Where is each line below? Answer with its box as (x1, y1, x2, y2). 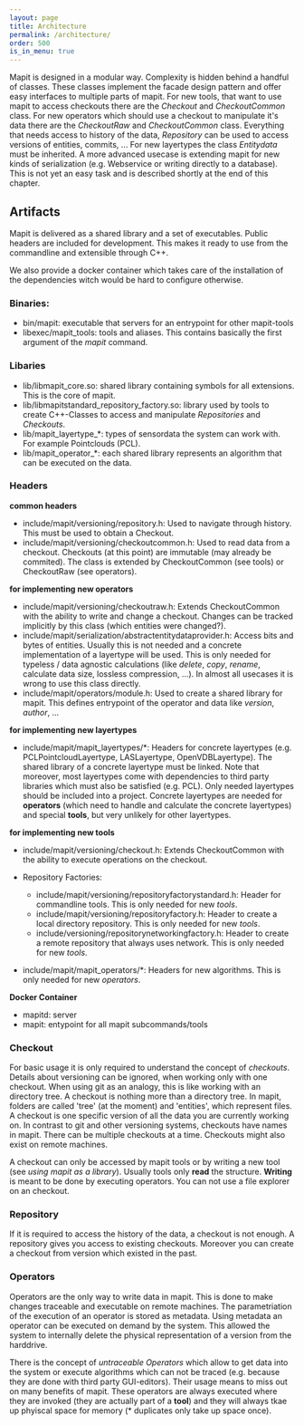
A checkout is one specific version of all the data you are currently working (9, 1111, 290, 1122)
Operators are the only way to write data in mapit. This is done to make (9, 1291, 274, 1302)
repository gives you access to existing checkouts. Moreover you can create (9, 1238, 294, 1249)
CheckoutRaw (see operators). (22, 565, 138, 576)
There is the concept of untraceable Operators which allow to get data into (9, 1356, 289, 1368)
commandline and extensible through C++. (9, 246, 169, 258)
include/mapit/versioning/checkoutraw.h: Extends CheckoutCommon (22, 601, 280, 611)
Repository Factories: (22, 871, 102, 882)
